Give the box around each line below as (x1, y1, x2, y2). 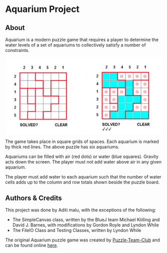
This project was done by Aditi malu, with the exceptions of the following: (5, 206, 156, 213)
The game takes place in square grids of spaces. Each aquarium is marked (5, 138, 159, 144)
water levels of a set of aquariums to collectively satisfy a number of (5, 42, 146, 48)
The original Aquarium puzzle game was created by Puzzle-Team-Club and (5, 236, 160, 243)
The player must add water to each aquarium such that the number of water (5, 174, 161, 180)
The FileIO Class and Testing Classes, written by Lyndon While (12, 227, 141, 233)
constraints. (5, 47, 30, 53)
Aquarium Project (5, 3, 80, 15)
